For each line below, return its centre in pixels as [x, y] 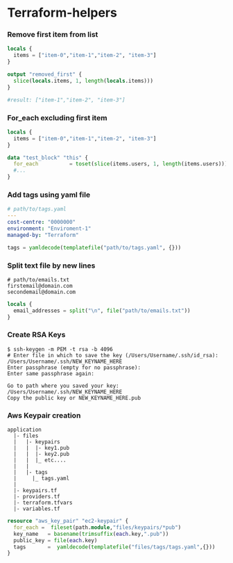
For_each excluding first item [57, 117]
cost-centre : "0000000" [42, 222]
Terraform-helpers [62, 13]
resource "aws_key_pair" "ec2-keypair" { [68, 521]
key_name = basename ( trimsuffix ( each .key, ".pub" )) [91, 534]
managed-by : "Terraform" [43, 235]
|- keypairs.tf [35, 491]
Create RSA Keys [36, 335]
